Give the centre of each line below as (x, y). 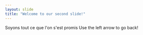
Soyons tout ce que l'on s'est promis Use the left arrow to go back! (72, 27)
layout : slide (19, 9)
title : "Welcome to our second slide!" (45, 14)
